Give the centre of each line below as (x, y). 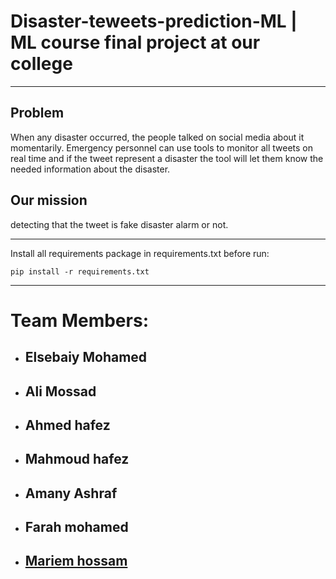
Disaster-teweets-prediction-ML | (154, 21)
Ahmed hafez (67, 425)
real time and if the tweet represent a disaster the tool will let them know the (167, 158)
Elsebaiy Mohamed (86, 357)
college (41, 64)
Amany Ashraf (71, 493)
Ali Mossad (60, 391)
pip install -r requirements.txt (80, 271)
